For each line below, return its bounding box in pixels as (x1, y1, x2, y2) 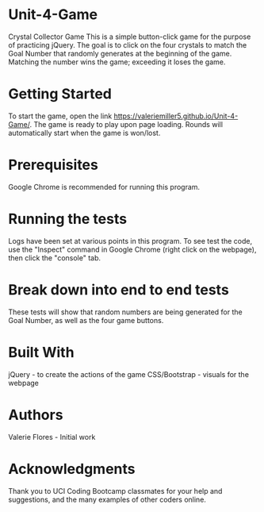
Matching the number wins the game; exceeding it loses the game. (8, 57, 226, 67)
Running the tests (8, 210, 128, 228)
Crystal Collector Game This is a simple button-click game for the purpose (8, 32, 251, 41)
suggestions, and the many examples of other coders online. (8, 495, 206, 504)
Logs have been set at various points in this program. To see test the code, (8, 236, 252, 245)
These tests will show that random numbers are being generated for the (8, 307, 243, 317)
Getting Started (8, 85, 113, 103)
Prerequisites (8, 156, 99, 174)
